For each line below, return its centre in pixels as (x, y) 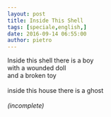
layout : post (27, 14)
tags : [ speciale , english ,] (47, 27)
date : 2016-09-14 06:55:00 (47, 34)
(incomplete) (26, 106)
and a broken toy (32, 76)
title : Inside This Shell (45, 21)
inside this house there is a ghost (55, 91)
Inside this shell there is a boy (51, 60)
